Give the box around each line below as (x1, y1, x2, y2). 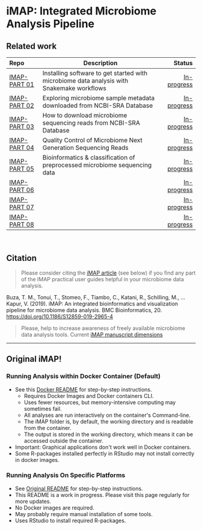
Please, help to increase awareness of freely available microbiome (20, 324, 186, 332)
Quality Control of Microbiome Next (42, 136, 143, 144)
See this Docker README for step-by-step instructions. (14, 385, 152, 393)
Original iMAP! (6, 354, 62, 364)
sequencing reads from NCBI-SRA (42, 119, 140, 127)
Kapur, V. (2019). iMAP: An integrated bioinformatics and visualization (6, 300, 179, 307)
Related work (6, 41, 57, 51)
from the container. (23, 424, 72, 431)
